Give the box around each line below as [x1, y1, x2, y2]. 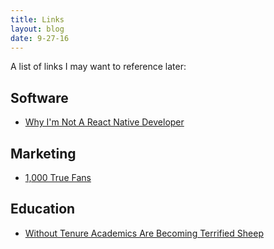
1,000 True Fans [24, 172, 92, 183]
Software [10, 89, 69, 106]
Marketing [10, 145, 77, 162]
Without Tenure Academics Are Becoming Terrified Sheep [24, 227, 264, 239]
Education [10, 201, 76, 218]
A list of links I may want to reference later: [10, 61, 187, 73]
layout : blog [10, 24, 65, 34]
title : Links [10, 14, 65, 25]
